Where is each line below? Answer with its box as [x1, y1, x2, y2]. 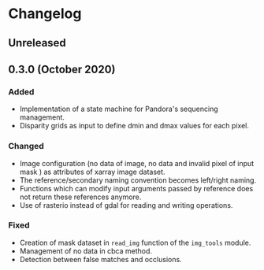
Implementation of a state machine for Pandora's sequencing [19, 104, 218, 114]
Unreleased [8, 36, 67, 50]
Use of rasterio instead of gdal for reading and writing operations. [19, 200, 233, 209]
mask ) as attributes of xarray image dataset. [19, 167, 165, 176]
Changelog [8, 5, 82, 23]
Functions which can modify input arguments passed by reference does [19, 183, 254, 193]
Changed [8, 141, 45, 152]
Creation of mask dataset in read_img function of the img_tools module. [19, 238, 251, 247]
